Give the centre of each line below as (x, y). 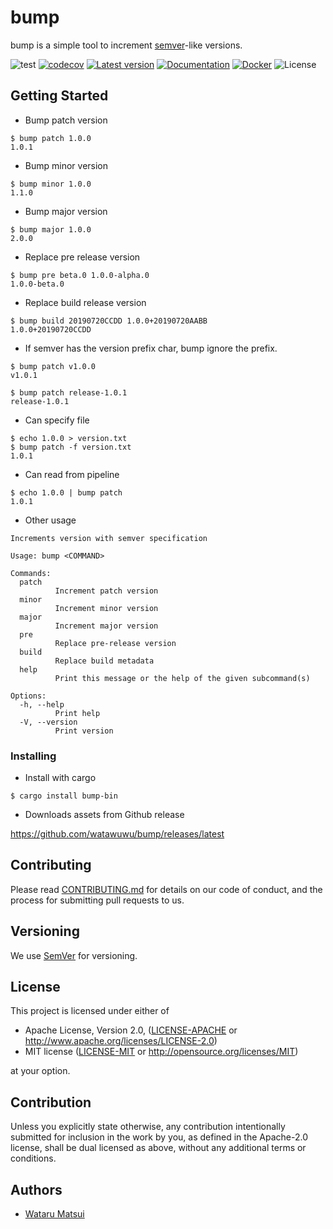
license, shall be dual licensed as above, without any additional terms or (158, 1148)
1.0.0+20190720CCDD (51, 329)
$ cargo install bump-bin (64, 796)
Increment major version (106, 626)
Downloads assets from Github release (104, 815)
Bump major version (66, 211)
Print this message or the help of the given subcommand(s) (182, 678)
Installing (33, 756)
